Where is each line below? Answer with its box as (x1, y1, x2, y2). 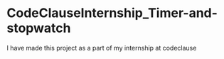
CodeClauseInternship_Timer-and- (6, 5, 218, 21)
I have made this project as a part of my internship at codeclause (6, 43, 197, 52)
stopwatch (6, 20, 71, 36)
